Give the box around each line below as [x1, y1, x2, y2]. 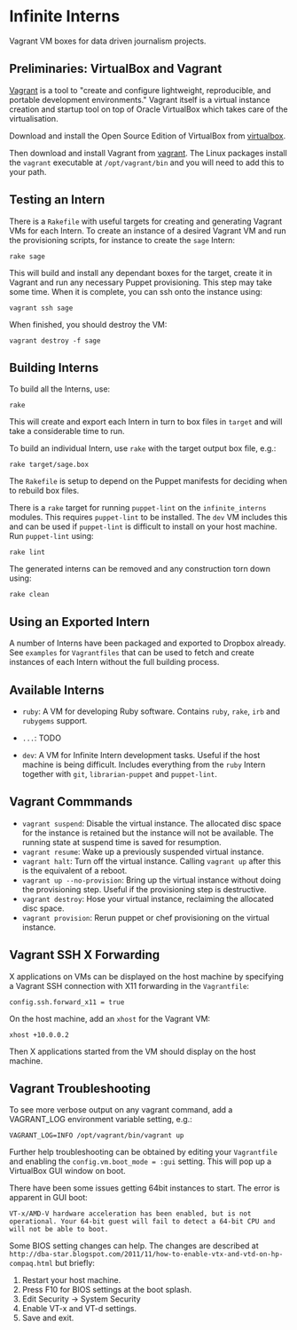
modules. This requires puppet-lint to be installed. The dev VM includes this [9, 512, 288, 523]
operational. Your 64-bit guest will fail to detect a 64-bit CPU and [9, 1217, 276, 1226]
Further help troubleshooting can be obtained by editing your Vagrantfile [9, 1147, 277, 1158]
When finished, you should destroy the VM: [9, 319, 168, 329]
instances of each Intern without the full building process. [9, 657, 220, 668]
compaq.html [9, 1259, 53, 1269]
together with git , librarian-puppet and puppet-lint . [21, 769, 217, 779]
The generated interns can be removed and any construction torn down [9, 564, 271, 574]
